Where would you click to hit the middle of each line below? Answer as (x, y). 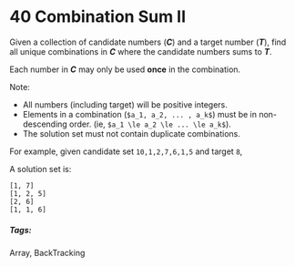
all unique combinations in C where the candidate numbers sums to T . (141, 51)
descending (45, 124)
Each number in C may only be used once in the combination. (125, 69)
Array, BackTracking (47, 252)
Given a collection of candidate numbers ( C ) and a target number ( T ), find (148, 42)
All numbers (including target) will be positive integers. (125, 104)
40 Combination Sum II (98, 17)
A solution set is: (41, 169)
